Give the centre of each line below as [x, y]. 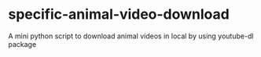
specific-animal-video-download [119, 14]
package [22, 44]
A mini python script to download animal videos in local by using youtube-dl [131, 36]
